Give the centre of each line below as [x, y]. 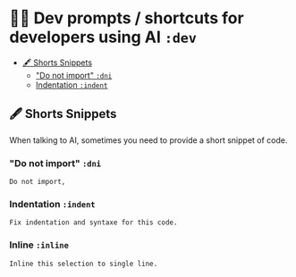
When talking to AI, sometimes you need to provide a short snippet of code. [148, 140]
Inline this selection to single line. [84, 264]
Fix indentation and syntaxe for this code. [93, 222]
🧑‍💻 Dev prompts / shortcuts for [127, 18]
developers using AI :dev [103, 37]
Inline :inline [39, 245]
